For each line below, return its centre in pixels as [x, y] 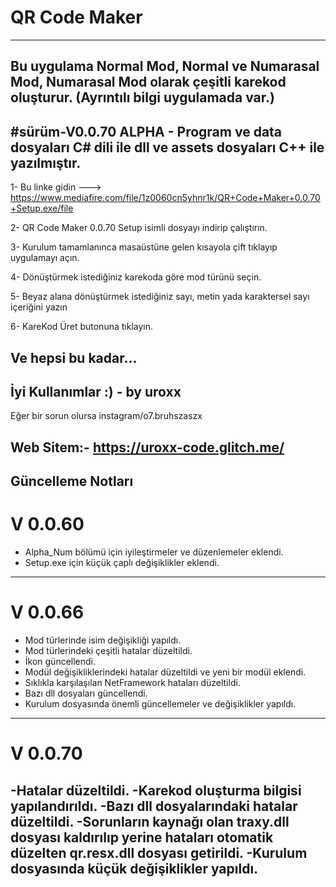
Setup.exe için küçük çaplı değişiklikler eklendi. [122, 563]
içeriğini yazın [39, 307]
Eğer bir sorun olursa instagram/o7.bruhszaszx [106, 416]
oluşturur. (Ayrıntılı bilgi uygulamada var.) [142, 97]
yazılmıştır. [46, 162]
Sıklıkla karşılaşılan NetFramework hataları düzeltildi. [132, 682]
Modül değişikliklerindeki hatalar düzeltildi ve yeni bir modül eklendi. [165, 672]
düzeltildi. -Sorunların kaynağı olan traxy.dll [150, 821]
